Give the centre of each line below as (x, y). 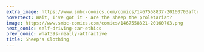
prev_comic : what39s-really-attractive (57, 34)
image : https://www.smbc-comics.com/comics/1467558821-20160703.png (95, 23)
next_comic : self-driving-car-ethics (54, 28)
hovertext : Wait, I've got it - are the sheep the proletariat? (89, 17)
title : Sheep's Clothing (38, 39)
